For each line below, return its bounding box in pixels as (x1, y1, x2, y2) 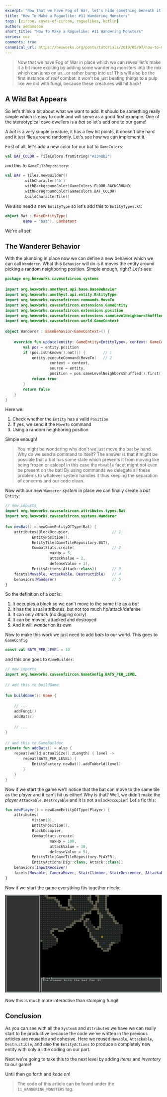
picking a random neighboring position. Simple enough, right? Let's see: (5, 266, 153, 272)
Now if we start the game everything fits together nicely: (5, 884, 121, 891)
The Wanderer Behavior (5, 242, 81, 251)
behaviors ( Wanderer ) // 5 (14, 577, 121, 582)
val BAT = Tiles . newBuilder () (5, 173, 68, 178)
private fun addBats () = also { (5, 745, 72, 751)
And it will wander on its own (12, 622, 72, 628)
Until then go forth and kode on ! (5, 1071, 71, 1077)
